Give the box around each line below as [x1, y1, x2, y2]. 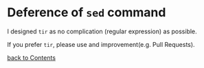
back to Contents [7, 53, 56, 62]
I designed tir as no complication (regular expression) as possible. [7, 27, 197, 35]
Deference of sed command [7, 5, 166, 20]
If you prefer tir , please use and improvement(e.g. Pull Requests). [7, 40, 195, 48]
